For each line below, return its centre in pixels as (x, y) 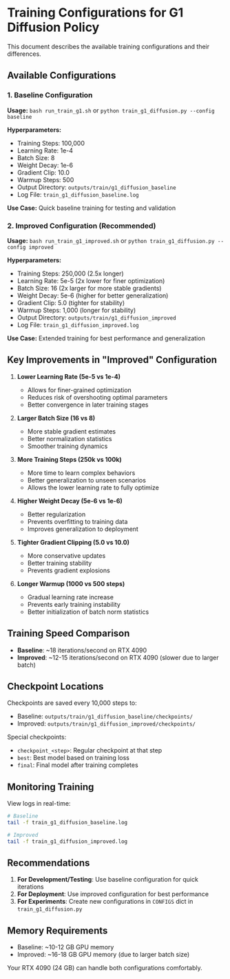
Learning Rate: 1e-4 (45, 151)
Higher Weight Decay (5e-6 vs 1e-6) (70, 501)
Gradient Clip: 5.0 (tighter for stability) (71, 302)
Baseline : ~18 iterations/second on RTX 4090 (82, 650)
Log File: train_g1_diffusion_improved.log (78, 324)
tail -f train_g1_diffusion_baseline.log (67, 823)
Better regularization (56, 514)
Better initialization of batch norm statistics (88, 612)
